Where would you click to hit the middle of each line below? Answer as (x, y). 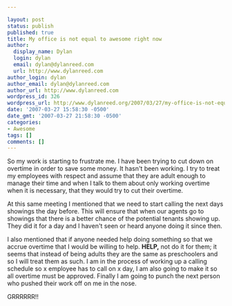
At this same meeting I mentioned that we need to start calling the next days (115, 204)
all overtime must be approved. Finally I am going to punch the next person (114, 276)
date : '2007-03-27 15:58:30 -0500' (58, 110)
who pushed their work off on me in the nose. (72, 283)
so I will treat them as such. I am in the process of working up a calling (107, 261)
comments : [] (26, 142)
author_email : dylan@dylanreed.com (58, 84)
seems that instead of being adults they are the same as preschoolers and (113, 254)
